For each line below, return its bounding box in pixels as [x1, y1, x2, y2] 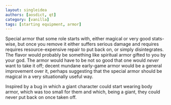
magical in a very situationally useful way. [5, 73, 93, 80]
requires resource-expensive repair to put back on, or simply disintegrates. [5, 46, 164, 52]
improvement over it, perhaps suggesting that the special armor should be [5, 68, 162, 74]
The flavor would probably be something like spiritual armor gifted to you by [5, 52, 166, 58]
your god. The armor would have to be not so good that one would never [5, 57, 159, 64]
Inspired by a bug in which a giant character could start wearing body [5, 84, 153, 90]
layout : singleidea [5, 7, 47, 13]
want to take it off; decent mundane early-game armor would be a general [5, 63, 162, 69]
